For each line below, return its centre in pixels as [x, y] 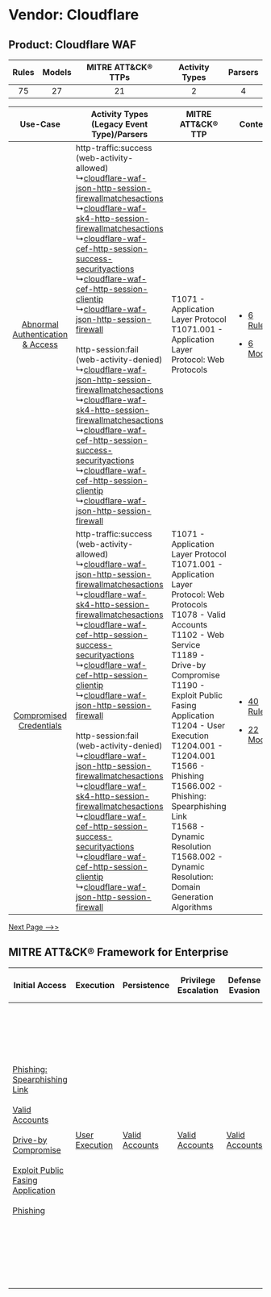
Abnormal [40, 324]
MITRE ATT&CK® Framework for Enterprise [119, 952]
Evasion [244, 990]
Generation [192, 897]
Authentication [40, 334]
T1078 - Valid [198, 615]
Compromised [40, 715]
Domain [186, 887]
